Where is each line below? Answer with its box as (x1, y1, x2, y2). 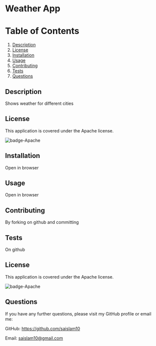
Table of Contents (5, 26, 79, 37)
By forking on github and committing (5, 220, 79, 225)
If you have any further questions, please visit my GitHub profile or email (5, 311, 152, 316)
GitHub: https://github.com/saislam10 (5, 325, 80, 331)
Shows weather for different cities (5, 100, 74, 106)
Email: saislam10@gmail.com (5, 335, 63, 341)
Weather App (5, 3, 60, 14)
